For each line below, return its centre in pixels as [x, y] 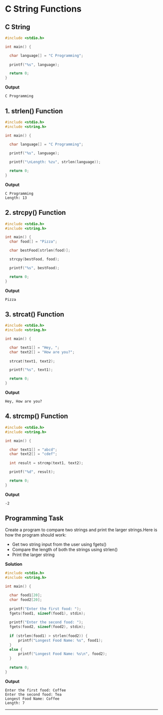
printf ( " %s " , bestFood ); [34, 268]
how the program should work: [36, 535]
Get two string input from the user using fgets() [59, 544]
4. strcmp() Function [37, 416]
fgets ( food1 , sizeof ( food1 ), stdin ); [48, 613]
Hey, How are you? [24, 401]
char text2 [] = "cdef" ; [33, 454]
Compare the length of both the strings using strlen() [65, 550]
